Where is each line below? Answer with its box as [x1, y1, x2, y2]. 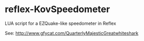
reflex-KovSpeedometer [5, 4, 110, 15]
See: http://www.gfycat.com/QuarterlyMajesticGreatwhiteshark [5, 30, 139, 36]
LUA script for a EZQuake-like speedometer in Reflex [5, 20, 116, 26]
